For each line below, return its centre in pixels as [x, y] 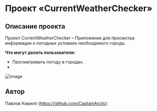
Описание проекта [35, 26]
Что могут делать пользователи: [40, 52]
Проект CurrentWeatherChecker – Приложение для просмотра [70, 38]
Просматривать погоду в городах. [48, 62]
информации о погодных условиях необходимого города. [65, 43]
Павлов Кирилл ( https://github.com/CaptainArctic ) [56, 103]
